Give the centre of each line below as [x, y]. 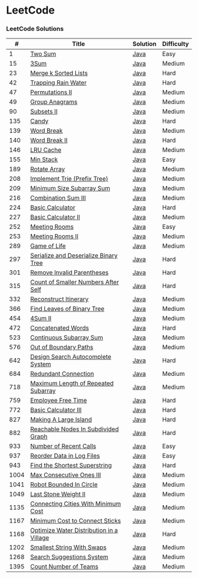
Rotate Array [48, 169]
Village [40, 538]
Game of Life [48, 246]
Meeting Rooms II [54, 236]
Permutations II [51, 92]
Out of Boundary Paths [62, 348]
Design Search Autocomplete [71, 357]
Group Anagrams [54, 102]
